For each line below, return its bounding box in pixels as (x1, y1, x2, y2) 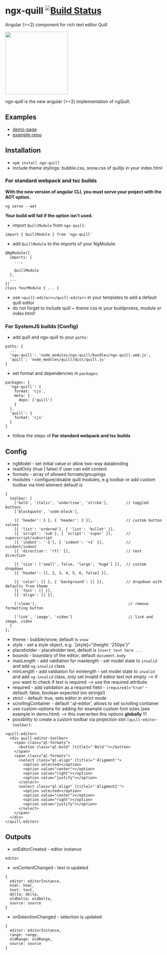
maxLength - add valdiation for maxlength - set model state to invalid (12, 658, 157, 664)
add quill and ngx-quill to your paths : (12, 334, 88, 341)
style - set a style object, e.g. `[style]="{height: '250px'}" (12, 642, 130, 648)
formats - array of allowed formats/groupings (12, 471, 106, 477)
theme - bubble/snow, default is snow (12, 636, 88, 642)
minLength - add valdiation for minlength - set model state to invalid (12, 668, 155, 674)
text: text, (9, 887, 35, 892)
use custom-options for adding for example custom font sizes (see (12, 705, 150, 712)
